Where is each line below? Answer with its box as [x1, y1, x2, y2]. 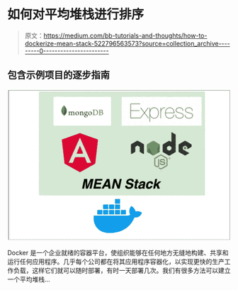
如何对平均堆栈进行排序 [7, 6, 144, 23]
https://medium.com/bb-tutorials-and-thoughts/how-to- [43, 31, 208, 40]
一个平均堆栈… [7, 274, 51, 284]
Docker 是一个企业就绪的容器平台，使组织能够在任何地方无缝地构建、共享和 [7, 248, 229, 257]
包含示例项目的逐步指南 [7, 69, 110, 82]
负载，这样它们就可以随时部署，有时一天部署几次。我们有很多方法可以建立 [13, 266, 231, 274]
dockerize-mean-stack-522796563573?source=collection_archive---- [24, 39, 230, 48]
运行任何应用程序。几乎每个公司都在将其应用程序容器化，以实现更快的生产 [7, 257, 225, 266]
